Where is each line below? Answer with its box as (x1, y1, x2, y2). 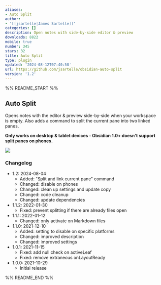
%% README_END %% (5, 275, 54, 281)
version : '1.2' (5, 72, 36, 77)
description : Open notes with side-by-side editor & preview (5, 30, 133, 35)
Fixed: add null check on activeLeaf (19, 249, 92, 255)
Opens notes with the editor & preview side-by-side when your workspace (5, 112, 156, 119)
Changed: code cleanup (19, 191, 69, 198)
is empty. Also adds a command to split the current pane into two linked (5, 118, 151, 123)
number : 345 (5, 44, 30, 49)
